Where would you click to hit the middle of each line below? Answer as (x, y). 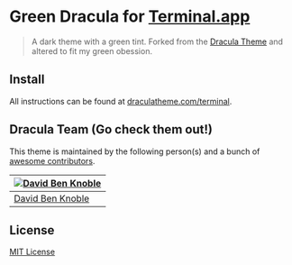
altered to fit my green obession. (92, 50)
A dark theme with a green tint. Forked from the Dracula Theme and (157, 41)
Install (27, 80)
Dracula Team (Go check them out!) (111, 129)
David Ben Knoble (52, 198)
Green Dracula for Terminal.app (130, 17)
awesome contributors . (52, 160)
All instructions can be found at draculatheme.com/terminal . (121, 101)
